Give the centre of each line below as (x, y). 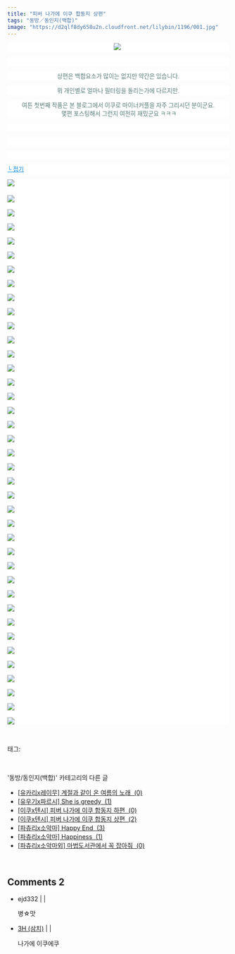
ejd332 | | (31, 899)
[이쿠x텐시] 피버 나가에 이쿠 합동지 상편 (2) (77, 819)
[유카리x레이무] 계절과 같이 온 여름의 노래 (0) (80, 793)
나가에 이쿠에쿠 (38, 943)
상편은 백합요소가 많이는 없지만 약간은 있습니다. (118, 77)
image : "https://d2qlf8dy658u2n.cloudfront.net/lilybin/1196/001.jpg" (113, 27)
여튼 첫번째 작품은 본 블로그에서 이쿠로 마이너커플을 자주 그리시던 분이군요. (118, 105)
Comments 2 (36, 882)
